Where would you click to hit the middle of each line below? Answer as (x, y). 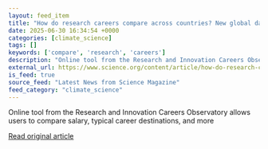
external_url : (32, 68)
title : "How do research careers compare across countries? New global (130, 23)
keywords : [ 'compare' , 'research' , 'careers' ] (87, 53)
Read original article (41, 136)
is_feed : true (32, 75)
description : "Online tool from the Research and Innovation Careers (126, 61)
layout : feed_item (39, 16)
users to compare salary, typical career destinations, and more (111, 121)
